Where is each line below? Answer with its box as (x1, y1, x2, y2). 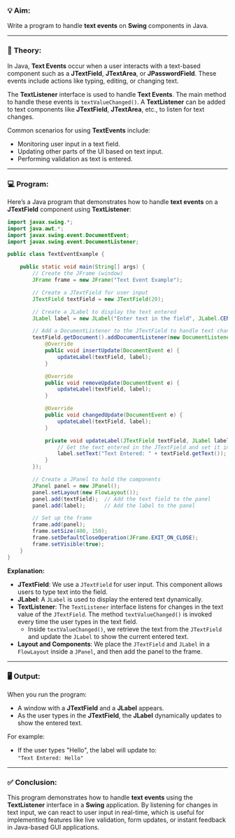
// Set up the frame (32, 515, 92, 522)
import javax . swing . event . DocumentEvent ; (7, 231, 130, 238)
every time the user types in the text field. (17, 617, 138, 626)
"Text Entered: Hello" (17, 755, 84, 762)
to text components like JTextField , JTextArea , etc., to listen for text (7, 104, 205, 114)
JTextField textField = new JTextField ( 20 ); (32, 295, 164, 303)
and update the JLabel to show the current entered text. (27, 632, 189, 640)
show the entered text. (17, 718, 83, 727)
